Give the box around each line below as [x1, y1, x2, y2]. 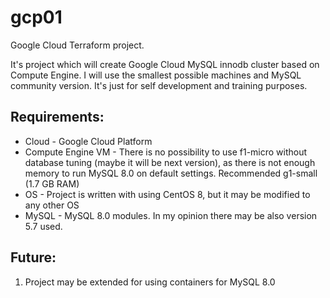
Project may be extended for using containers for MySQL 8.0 [24, 276, 276, 288]
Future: [10, 249, 57, 266]
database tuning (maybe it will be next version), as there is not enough [24, 156, 316, 168]
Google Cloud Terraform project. [10, 39, 145, 51]
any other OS [24, 199, 80, 211]
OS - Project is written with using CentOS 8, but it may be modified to [24, 188, 311, 200]
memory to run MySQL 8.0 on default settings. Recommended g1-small [24, 167, 318, 179]
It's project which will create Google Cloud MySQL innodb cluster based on [10, 58, 320, 70]
